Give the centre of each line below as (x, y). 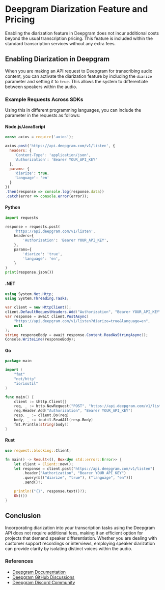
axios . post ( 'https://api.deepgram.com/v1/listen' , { (60, 146)
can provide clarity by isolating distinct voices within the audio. (69, 548)
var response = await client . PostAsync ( (47, 317)
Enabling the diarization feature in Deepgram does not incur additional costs (82, 33)
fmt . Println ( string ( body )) (41, 424)
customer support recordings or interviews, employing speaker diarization (80, 543)
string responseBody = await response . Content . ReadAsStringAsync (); (77, 335)
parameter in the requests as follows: (43, 115)
